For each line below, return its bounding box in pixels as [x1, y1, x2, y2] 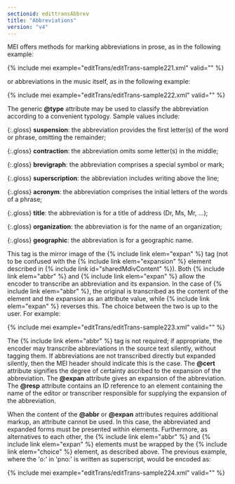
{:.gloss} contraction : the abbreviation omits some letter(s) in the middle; [7, 147, 219, 155]
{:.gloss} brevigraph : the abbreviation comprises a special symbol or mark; [7, 160, 224, 169]
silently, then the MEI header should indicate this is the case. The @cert [7, 359, 215, 368]
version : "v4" [7, 23, 49, 30]
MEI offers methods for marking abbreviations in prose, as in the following [7, 43, 221, 51]
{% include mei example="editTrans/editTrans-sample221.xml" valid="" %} [7, 64, 224, 72]
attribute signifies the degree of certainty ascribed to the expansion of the [7, 367, 222, 375]
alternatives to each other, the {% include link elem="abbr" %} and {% [7, 433, 211, 441]
